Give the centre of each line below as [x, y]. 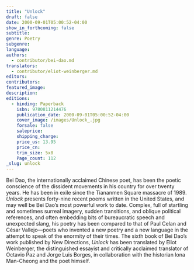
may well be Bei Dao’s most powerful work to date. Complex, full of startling [97, 205]
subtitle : [18, 33]
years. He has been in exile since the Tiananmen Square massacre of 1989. [96, 193]
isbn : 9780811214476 [41, 109]
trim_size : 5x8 [35, 153]
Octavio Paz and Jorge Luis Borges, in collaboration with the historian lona [96, 255]
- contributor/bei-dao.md [43, 60]
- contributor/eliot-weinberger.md [55, 71]
